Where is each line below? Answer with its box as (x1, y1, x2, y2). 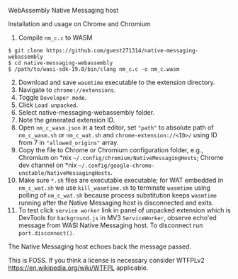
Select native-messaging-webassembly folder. (18, 108, 155, 116)
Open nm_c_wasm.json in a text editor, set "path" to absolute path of (18, 123, 215, 132)
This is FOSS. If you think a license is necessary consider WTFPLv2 (8, 256, 205, 264)
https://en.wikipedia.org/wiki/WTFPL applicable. (8, 263, 149, 272)
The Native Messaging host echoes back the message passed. (8, 242, 192, 251)
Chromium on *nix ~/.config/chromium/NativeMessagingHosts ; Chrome (18, 154, 224, 161)
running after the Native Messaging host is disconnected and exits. (18, 198, 214, 207)
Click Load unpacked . (18, 101, 79, 109)
